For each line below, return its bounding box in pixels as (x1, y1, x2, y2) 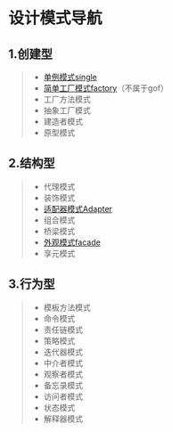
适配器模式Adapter (43, 203, 113, 214)
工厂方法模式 (43, 94, 91, 104)
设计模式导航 (8, 8, 103, 29)
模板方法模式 (43, 302, 91, 313)
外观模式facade (43, 237, 102, 248)
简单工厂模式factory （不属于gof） (43, 83, 168, 94)
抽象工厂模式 (43, 105, 91, 116)
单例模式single (43, 72, 97, 82)
